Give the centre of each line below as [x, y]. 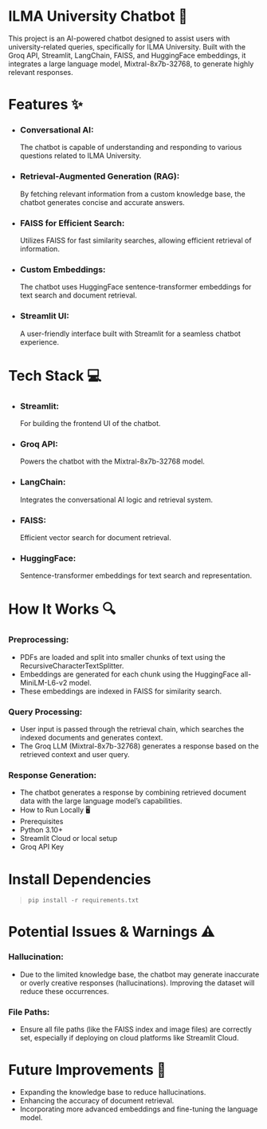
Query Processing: [45, 712]
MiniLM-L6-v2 [43, 682]
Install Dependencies [80, 879]
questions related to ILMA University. [80, 156]
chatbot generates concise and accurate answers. [102, 202]
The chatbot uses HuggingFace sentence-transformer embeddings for [135, 287]
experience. [39, 341]
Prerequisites [41, 822]
